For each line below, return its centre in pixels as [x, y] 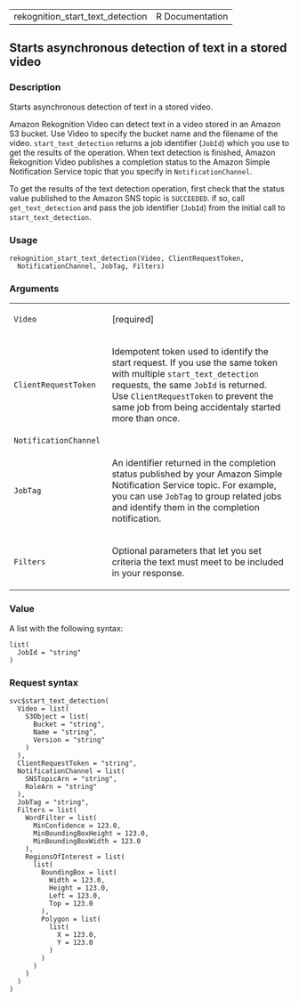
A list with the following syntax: [66, 628]
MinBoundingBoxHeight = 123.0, [91, 833]
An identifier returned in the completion [194, 463]
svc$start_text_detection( [59, 701]
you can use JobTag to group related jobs [197, 496]
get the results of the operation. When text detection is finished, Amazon [142, 152]
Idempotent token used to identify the [190, 352]
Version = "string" [69, 740]
